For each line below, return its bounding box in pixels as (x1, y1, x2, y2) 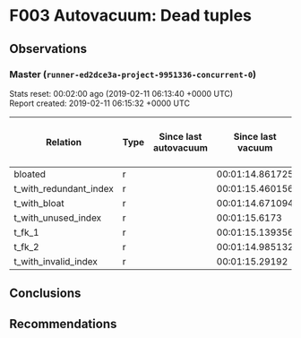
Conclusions (9, 286, 82, 301)
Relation (46, 135, 82, 148)
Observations (9, 41, 88, 56)
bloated (13, 168, 47, 180)
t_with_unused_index (13, 212, 102, 224)
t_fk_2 (13, 240, 39, 253)
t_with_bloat (13, 196, 64, 209)
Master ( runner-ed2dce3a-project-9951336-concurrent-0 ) (9, 68, 257, 81)
